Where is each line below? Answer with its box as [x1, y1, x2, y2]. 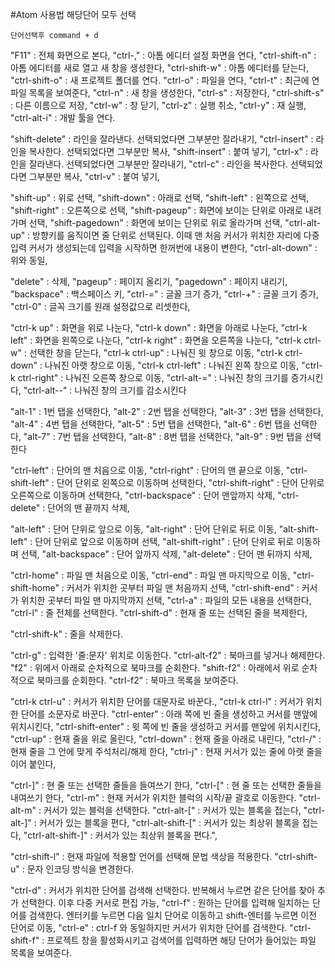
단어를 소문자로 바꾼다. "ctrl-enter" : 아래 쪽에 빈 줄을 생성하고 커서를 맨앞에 [20, 708, 318, 720]
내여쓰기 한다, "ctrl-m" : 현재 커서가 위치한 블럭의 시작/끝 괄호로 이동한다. [10, 792, 297, 803]
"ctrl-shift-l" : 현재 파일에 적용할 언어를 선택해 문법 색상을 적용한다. [10, 851, 273, 862]
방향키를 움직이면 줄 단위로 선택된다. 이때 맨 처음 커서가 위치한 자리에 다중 [32, 229, 320, 241]
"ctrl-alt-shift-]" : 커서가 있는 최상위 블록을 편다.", [23, 829, 218, 841]
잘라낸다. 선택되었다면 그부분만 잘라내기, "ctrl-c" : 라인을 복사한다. [28, 158, 289, 170]
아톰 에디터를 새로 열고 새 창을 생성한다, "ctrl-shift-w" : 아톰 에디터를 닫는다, [10, 62, 310, 73]
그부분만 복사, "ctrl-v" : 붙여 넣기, [28, 171, 161, 182]
